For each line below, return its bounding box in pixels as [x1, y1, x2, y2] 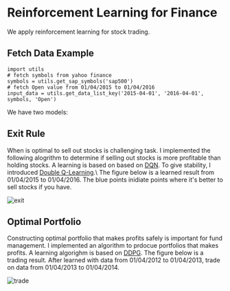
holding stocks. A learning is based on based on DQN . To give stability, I [7, 160, 211, 169]
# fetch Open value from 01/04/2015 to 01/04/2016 [7, 84, 155, 91]
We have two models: [7, 108, 69, 116]
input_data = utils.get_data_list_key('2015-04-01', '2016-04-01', [7, 89, 205, 97]
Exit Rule [7, 128, 46, 140]
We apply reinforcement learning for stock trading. [7, 28, 150, 36]
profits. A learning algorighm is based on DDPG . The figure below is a [7, 249, 204, 257]
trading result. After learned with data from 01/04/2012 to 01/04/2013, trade [7, 256, 221, 264]
